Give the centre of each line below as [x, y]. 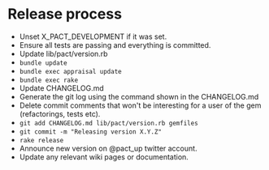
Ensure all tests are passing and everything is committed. [115, 45]
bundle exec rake [49, 80]
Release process [65, 14]
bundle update [43, 63]
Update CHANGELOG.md [62, 88]
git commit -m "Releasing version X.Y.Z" [90, 132]
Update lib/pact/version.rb [63, 53]
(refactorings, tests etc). [60, 113]
